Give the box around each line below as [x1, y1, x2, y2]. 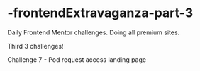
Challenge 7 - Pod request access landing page [7, 55, 147, 64]
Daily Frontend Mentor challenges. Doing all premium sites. [7, 28, 180, 37]
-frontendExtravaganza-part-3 [7, 5, 194, 21]
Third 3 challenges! [7, 41, 64, 50]
